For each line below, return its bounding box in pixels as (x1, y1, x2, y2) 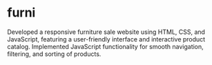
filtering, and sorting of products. (7, 50, 102, 58)
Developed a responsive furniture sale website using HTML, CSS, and (7, 28, 206, 36)
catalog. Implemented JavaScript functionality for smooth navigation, (7, 42, 204, 50)
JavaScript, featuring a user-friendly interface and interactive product (7, 35, 206, 43)
